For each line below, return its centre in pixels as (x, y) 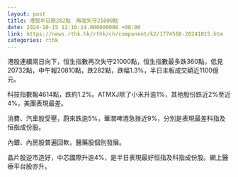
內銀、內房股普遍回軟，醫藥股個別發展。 (66, 142)
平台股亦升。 (32, 166)
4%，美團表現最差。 (37, 103)
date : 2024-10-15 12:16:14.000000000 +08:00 (74, 27)
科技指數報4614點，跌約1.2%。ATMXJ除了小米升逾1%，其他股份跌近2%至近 (119, 95)
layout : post (27, 14)
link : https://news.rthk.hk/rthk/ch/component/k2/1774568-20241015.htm (115, 34)
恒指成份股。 (26, 127)
